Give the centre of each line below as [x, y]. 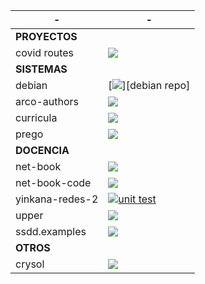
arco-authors [47, 101]
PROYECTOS [46, 36]
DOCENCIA [42, 150]
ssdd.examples [51, 231]
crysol [30, 264]
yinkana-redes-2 [57, 199]
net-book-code [53, 182]
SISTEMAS [41, 69]
